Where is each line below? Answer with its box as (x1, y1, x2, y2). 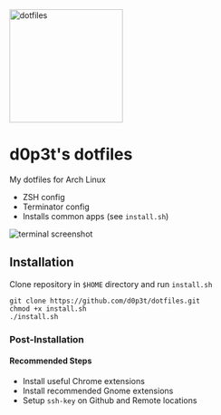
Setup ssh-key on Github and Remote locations (22, 394, 197, 406)
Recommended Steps (9, 355, 92, 366)
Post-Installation (9, 333, 84, 345)
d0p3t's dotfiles (9, 144, 133, 165)
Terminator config (22, 201, 91, 212)
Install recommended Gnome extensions (22, 385, 174, 396)
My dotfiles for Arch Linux (9, 174, 106, 185)
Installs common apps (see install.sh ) (22, 210, 169, 221)
